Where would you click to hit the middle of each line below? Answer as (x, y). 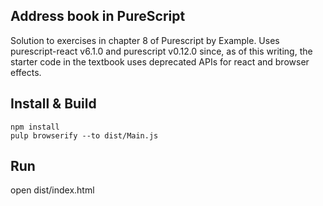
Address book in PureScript (98, 16)
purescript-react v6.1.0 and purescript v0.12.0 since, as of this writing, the (161, 51)
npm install (35, 127)
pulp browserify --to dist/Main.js (84, 135)
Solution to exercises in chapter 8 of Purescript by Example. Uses (145, 40)
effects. (26, 72)
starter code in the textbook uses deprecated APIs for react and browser (160, 61)
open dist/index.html (52, 190)
